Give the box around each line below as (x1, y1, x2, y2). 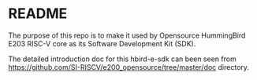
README (8, 5, 68, 23)
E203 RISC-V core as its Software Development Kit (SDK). (8, 38, 196, 48)
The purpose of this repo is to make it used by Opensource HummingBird (8, 31, 246, 40)
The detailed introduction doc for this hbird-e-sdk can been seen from (8, 54, 237, 64)
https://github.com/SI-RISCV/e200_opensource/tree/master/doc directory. (8, 62, 250, 71)
